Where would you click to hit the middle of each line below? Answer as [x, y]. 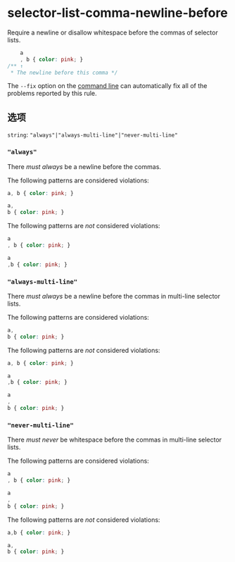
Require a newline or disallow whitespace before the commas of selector [113, 32]
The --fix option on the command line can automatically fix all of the [107, 86]
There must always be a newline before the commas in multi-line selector [114, 296]
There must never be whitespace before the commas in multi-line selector [115, 440]
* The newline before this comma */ [64, 73]
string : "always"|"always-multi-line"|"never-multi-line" [93, 135]
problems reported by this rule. [52, 94]
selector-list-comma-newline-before [118, 13]
